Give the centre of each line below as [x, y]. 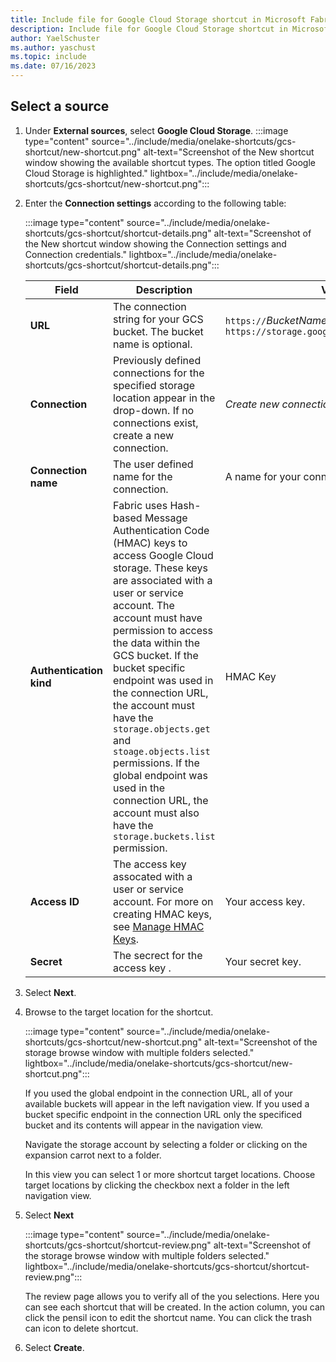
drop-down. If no [154, 410]
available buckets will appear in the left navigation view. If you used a [167, 1103]
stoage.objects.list [162, 751]
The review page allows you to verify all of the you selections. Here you [172, 1296]
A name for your [263, 476]
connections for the [159, 373]
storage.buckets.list [164, 836]
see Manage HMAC [159, 926]
